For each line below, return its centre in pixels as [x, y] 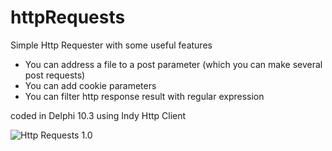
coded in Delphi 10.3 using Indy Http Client [98, 115]
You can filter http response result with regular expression [144, 96]
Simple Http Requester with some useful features [111, 45]
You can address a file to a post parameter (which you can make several [173, 64]
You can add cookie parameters [90, 85]
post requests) [55, 75]
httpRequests [68, 17]
